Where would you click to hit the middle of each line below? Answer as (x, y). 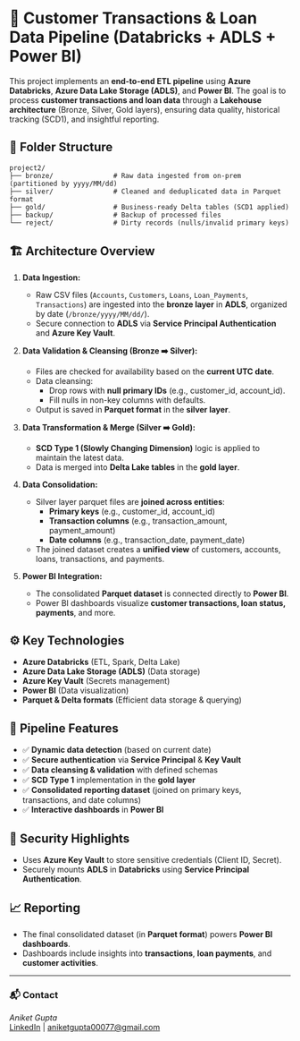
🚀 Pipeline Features (64, 728)
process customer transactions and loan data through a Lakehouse (135, 100)
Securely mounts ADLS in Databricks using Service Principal (136, 869)
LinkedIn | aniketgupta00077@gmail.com (85, 1028)
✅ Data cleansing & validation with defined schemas (120, 770)
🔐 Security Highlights (70, 838)
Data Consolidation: (60, 484)
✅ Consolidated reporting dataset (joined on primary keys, (132, 790)
